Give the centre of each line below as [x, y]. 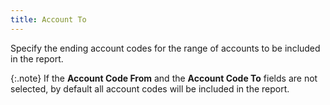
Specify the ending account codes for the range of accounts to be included [165, 48]
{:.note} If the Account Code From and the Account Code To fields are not [164, 78]
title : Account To [48, 19]
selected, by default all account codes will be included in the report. [150, 88]
